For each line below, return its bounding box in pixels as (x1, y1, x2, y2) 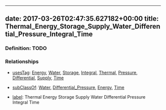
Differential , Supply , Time (12, 75, 64, 81)
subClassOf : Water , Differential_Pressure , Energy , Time (12, 84, 124, 90)
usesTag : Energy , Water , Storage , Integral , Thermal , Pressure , (12, 69, 138, 75)
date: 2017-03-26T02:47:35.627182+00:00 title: (5, 14, 159, 23)
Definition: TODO (5, 45, 47, 52)
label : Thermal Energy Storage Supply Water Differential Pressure (12, 94, 146, 100)
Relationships (5, 58, 39, 65)
